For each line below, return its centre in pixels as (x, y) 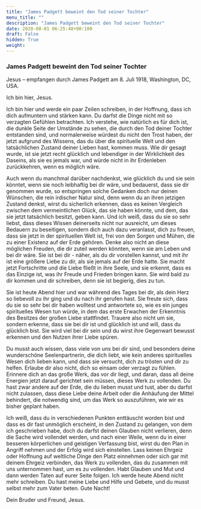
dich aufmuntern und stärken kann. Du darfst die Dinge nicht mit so (89, 116)
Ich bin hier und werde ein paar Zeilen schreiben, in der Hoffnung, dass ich (99, 110)
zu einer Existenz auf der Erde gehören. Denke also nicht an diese (88, 242)
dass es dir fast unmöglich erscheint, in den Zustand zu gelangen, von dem (99, 424)
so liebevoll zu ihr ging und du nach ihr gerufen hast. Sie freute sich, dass (97, 299)
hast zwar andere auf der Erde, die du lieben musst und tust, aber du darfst (99, 387)
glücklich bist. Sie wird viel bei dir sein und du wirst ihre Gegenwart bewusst (100, 331)
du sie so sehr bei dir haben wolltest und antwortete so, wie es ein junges (97, 305)
